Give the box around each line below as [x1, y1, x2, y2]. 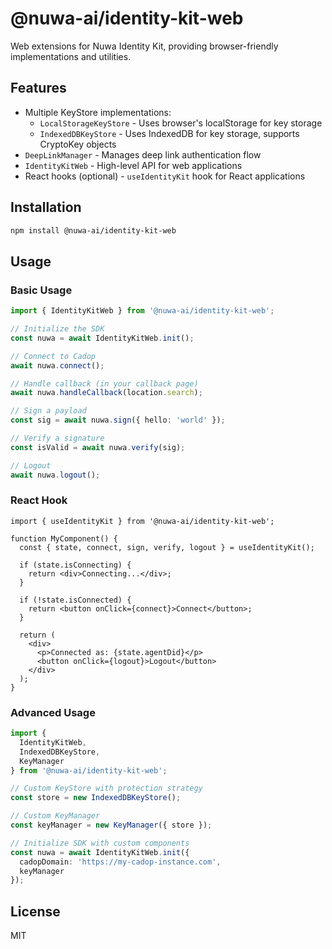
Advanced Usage [10, 705, 96, 719]
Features [10, 80, 67, 97]
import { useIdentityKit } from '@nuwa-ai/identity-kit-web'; [10, 516, 275, 526]
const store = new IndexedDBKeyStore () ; [10, 793, 182, 803]
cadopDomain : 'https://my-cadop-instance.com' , [19, 857, 222, 867]
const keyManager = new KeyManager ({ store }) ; [10, 820, 213, 831]
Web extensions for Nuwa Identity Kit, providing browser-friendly [10, 40, 279, 52]
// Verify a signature [10, 433, 105, 443]
